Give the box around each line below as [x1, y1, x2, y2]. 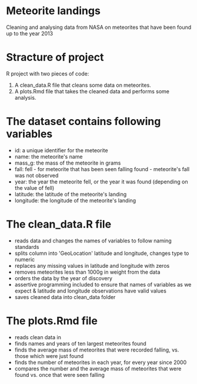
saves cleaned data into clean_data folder [14, 293, 116, 300]
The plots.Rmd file [6, 314, 98, 327]
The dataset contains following [6, 115, 161, 128]
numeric [14, 255, 35, 263]
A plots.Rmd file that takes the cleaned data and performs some [14, 87, 169, 95]
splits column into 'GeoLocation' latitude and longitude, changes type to [14, 250, 189, 257]
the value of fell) [14, 184, 55, 191]
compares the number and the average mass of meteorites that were [14, 365, 182, 372]
